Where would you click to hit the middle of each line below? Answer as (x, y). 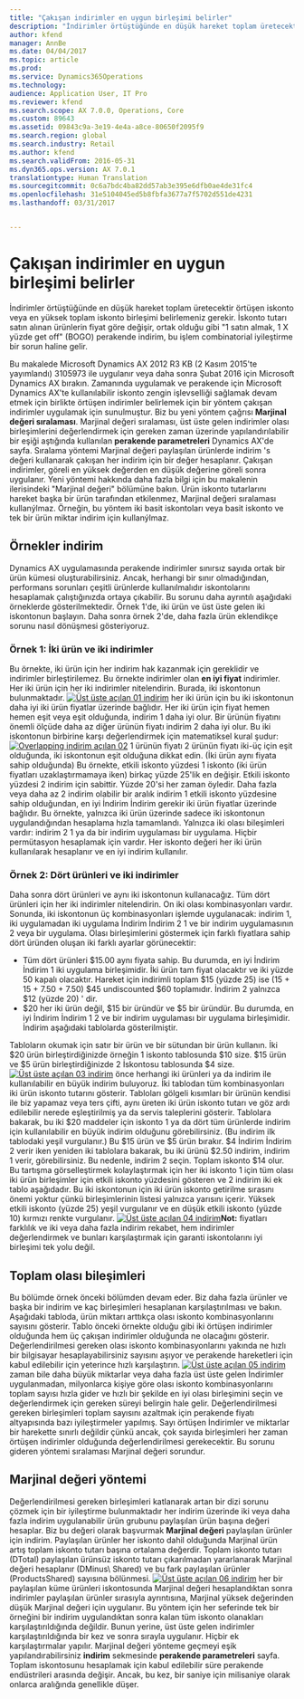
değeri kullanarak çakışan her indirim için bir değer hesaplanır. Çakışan (141, 460)
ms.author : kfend (42, 152)
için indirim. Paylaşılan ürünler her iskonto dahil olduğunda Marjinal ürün (143, 1540)
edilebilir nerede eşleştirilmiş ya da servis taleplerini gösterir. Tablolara (140, 1112)
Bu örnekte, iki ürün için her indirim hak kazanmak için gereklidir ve (134, 668)
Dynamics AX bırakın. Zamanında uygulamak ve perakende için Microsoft (146, 383)
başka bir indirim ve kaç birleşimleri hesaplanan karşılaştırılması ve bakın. (146, 1307)
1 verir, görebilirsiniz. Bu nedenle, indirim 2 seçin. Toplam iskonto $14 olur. (147, 1160)
